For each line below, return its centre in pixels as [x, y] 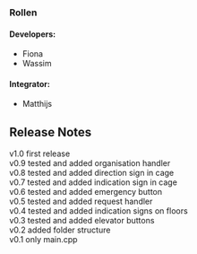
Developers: [33, 34]
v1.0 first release [40, 153]
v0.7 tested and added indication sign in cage [93, 182]
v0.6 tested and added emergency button [86, 192]
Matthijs [37, 104]
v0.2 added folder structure [60, 230]
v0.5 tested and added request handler [81, 201]
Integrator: [30, 83]
